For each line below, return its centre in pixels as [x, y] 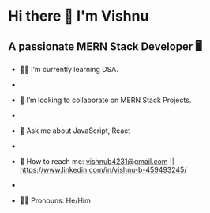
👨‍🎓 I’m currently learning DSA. [69, 69]
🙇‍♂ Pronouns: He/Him [55, 200]
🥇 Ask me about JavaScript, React [75, 131]
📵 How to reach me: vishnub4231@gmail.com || [97, 161]
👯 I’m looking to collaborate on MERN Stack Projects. [105, 100]
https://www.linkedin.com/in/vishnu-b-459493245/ [103, 170]
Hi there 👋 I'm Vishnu [79, 16]
